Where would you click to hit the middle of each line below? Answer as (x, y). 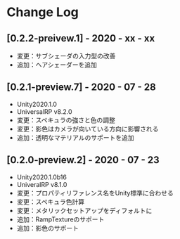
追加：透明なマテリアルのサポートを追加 (75, 137)
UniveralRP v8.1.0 (42, 184)
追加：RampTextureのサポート (60, 219)
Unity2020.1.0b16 (42, 177)
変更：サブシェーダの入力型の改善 (66, 56)
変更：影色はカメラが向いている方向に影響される (88, 129)
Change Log (43, 12)
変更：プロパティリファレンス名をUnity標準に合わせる (95, 193)
